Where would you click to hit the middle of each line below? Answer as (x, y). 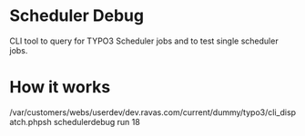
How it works (60, 87)
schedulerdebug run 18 (97, 121)
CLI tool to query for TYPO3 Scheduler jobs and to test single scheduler (144, 41)
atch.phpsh (30, 121)
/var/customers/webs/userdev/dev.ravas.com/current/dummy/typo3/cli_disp (153, 112)
